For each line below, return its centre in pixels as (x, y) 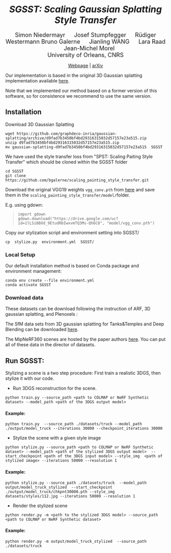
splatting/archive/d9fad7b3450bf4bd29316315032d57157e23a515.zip (76, 138)
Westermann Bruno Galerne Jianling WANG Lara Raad (85, 42)
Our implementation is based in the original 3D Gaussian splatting (74, 75)
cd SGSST (15, 171)
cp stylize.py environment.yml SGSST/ (50, 242)
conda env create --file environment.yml (50, 281)
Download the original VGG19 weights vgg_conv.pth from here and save (80, 189)
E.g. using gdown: (24, 205)
